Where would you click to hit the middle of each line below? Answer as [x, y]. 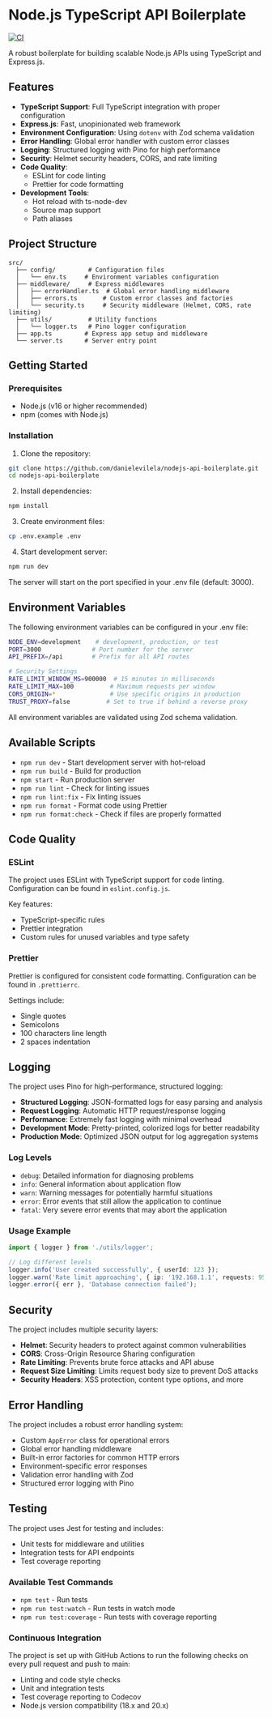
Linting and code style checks [70, 1680]
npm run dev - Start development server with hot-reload [113, 762]
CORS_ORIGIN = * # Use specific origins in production [125, 694]
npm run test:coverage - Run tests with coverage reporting [118, 1617]
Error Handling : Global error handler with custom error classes [125, 141]
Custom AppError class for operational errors [95, 1440]
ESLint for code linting [69, 175]
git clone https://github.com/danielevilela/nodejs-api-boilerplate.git [134, 468]
